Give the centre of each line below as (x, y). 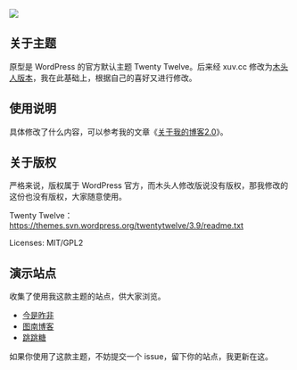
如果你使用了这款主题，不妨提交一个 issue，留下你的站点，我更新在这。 (141, 357)
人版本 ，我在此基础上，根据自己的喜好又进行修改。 (103, 78)
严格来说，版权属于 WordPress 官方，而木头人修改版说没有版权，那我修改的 (148, 185)
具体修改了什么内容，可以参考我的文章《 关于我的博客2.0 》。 (119, 132)
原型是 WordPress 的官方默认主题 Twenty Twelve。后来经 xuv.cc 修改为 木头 (149, 66)
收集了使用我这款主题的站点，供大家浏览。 (87, 296)
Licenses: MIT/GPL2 (46, 243)
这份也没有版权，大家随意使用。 (68, 197)
